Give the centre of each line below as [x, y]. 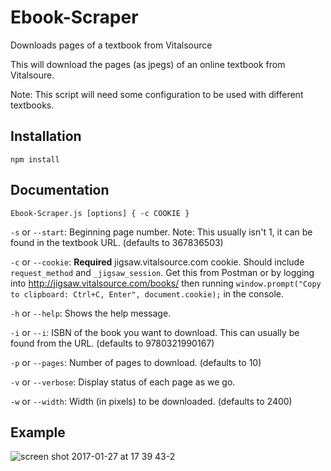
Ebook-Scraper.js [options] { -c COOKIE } [100, 213]
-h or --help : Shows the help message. [91, 313]
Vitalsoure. [32, 75]
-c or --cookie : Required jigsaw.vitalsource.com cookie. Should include [157, 262]
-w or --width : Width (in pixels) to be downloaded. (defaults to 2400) [151, 401]
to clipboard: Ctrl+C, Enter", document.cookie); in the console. [147, 293]
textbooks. [32, 105]
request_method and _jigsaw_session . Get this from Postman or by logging [162, 272]
